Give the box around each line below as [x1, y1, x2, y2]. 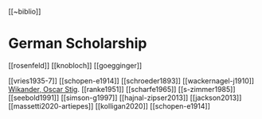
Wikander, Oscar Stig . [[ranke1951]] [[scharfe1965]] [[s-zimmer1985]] [8, 84, 237, 94]
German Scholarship [8, 35, 147, 52]
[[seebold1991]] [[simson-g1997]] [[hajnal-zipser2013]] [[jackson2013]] [8, 93, 242, 102]
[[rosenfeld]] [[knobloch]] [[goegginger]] [8, 60, 143, 70]
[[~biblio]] [8, 7, 41, 16]
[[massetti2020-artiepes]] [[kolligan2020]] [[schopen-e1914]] [8, 101, 211, 110]
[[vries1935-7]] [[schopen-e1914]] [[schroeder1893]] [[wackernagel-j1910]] [8, 75, 255, 86]
